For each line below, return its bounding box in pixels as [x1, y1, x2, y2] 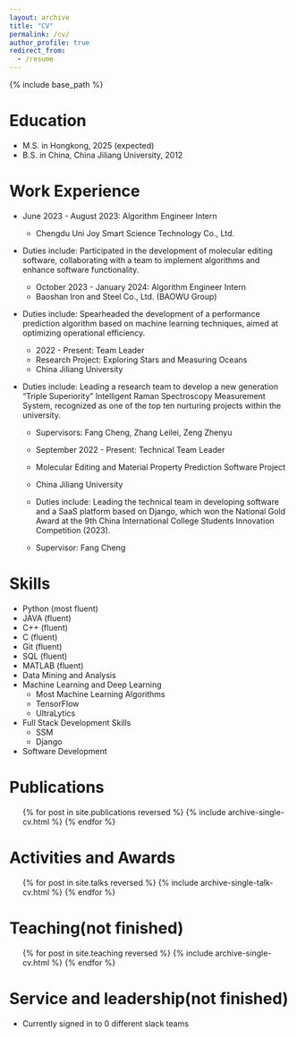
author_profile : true [9, 38, 90, 47]
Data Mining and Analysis [21, 669, 116, 680]
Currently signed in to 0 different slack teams [21, 1017, 190, 1029]
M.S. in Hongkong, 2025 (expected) [21, 140, 155, 150]
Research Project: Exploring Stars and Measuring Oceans [35, 354, 248, 365]
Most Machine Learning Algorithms [35, 688, 165, 699]
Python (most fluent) [21, 603, 98, 614]
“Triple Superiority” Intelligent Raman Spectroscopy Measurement [21, 390, 266, 401]
